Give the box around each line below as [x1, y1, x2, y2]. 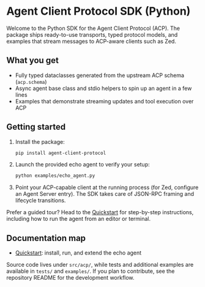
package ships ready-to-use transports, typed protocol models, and [6, 31, 178, 38]
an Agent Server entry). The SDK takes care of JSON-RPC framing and [15, 190, 195, 198]
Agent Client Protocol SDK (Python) [6, 4, 191, 18]
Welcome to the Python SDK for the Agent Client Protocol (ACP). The [6, 24, 181, 32]
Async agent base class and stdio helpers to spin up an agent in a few [15, 84, 192, 92]
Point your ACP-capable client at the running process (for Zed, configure [15, 184, 199, 191]
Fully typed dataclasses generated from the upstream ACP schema [15, 72, 185, 79]
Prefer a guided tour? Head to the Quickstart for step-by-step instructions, [6, 209, 194, 216]
